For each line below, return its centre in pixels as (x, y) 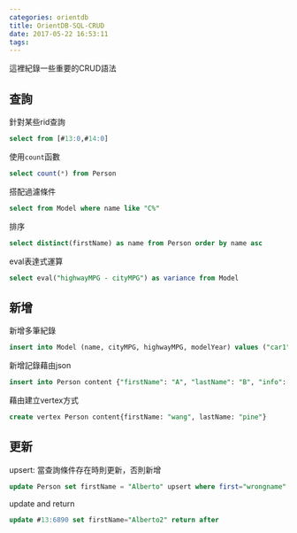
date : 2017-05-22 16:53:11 (59, 34)
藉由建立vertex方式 (44, 400)
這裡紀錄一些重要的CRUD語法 (63, 68)
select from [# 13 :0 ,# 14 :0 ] (59, 139)
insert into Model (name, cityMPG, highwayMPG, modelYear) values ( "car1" (150, 348)
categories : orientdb (49, 17)
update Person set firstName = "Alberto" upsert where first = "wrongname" (148, 487)
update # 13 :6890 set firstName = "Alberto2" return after (114, 520)
